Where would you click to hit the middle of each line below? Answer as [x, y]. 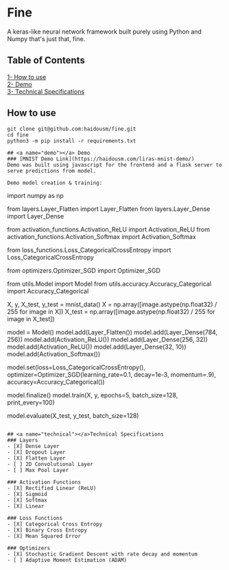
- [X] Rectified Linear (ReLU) [52, 488]
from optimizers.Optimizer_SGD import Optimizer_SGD [84, 270]
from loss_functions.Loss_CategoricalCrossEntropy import [89, 250]
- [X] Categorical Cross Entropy [55, 524]
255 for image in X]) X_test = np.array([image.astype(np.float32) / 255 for [111, 311]
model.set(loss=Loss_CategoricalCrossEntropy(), [76, 367]
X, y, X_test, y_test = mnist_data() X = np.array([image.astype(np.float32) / [112, 304]
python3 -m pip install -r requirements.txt [72, 141]
